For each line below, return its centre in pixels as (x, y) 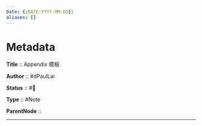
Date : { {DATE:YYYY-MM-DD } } (40, 12)
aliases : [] (21, 17)
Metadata (31, 47)
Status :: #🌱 (21, 88)
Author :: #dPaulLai (31, 76)
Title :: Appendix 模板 (33, 64)
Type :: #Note (23, 100)
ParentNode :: (24, 111)
